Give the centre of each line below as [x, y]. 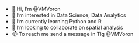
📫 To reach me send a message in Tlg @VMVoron [72, 34]
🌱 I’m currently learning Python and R [56, 21]
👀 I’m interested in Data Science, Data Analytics [69, 15]
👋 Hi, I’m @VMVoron [36, 9]
